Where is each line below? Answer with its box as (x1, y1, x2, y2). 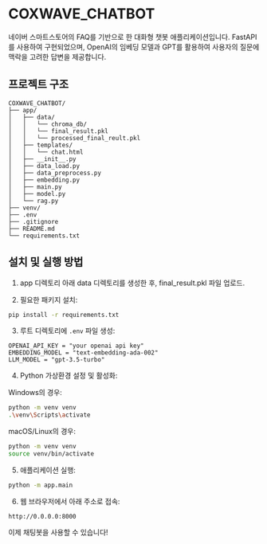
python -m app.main (8, 481, 73, 489)
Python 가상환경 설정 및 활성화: (19, 371, 118, 381)
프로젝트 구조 (8, 77, 69, 92)
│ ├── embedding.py (8, 176, 80, 184)
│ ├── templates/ (8, 141, 73, 149)
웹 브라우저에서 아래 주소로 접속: (19, 496, 120, 506)
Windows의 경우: (8, 388, 62, 397)
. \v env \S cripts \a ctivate (8, 411, 91, 419)
